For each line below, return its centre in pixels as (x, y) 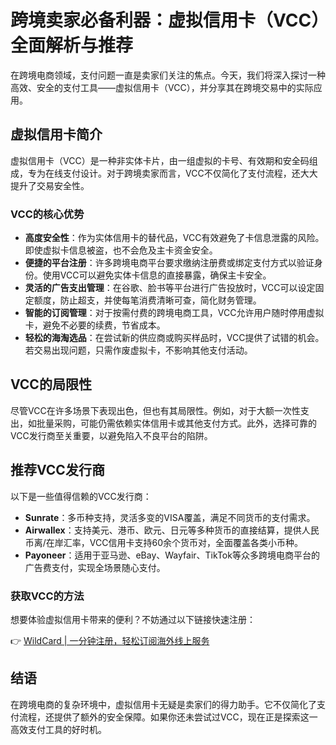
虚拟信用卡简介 (56, 134)
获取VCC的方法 (47, 596)
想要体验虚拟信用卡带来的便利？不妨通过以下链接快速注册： (133, 619)
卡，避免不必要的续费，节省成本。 (95, 325)
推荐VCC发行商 (57, 470)
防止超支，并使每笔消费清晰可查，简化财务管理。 (160, 300)
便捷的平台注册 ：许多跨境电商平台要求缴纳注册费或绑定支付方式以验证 (169, 263)
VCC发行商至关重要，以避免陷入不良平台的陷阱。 (111, 435)
